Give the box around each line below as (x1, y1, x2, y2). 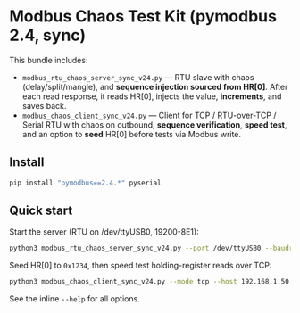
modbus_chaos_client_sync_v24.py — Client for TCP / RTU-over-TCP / (21, 110, 277, 120)
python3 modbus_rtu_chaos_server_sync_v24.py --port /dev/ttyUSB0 (9, 243, 262, 253)
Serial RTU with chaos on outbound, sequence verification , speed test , (21, 119, 287, 130)
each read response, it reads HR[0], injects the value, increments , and (21, 91, 282, 102)
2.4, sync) (9, 25, 87, 45)
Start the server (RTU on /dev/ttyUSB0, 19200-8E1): (9, 227, 199, 237)
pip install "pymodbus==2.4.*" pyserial (9, 178, 162, 187)
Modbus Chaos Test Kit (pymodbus (9, 6, 277, 27)
